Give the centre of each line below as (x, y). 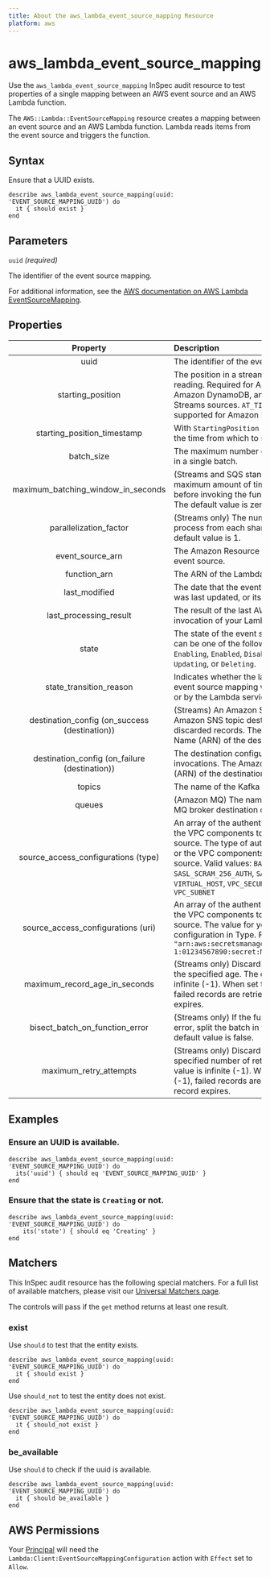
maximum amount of (213, 484)
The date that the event (218, 587)
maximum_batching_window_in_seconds (89, 489)
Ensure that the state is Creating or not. (86, 1200)
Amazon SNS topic (209, 720)
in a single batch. (206, 461)
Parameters (38, 241)
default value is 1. (207, 538)
